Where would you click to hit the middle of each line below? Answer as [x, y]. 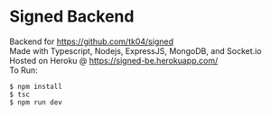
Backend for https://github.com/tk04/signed [92, 41]
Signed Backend [72, 17]
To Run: [23, 70]
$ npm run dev [36, 102]
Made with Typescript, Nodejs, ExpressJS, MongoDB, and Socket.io [135, 50]
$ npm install [36, 86]
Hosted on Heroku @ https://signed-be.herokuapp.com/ [114, 60]
